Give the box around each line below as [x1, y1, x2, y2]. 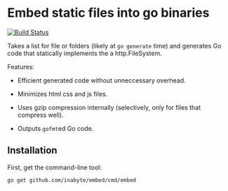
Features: [7, 62, 35, 71]
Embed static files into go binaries [7, 5, 210, 21]
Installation [7, 145, 58, 157]
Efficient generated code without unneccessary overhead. [17, 76, 186, 85]
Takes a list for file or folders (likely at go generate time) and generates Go [7, 41, 222, 50]
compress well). [17, 111, 65, 119]
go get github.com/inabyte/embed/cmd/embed [7, 176, 137, 183]
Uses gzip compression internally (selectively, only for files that [17, 103, 201, 111]
